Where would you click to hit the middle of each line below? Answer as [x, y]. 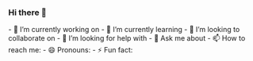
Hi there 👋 [28, 13]
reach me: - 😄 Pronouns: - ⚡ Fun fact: [71, 50]
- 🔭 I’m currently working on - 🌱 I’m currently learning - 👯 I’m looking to [124, 30]
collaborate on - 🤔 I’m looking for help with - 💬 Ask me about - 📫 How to [127, 38]
